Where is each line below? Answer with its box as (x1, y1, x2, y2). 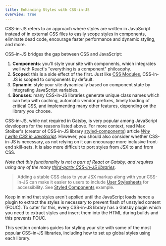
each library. (5, 235, 31, 241)
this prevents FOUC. (5, 215, 47, 221)
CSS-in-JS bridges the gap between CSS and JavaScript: (5, 51, 122, 57)
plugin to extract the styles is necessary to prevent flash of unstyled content (5, 199, 161, 205)
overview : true (5, 12, 37, 17)
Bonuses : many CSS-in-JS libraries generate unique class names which (12, 92, 160, 98)
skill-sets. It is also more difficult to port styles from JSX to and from (14, 144, 154, 150)
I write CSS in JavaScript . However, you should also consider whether (5, 133, 148, 139)
